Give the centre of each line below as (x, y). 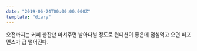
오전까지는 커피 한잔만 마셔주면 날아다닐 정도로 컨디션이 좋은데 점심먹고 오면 (93, 34)
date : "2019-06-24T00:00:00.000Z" (49, 11)
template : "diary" (29, 17)
